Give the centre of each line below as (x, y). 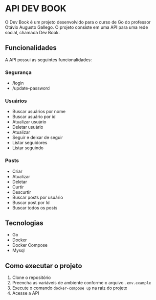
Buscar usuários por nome (39, 112)
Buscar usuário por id (34, 117)
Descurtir (22, 192)
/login (18, 83)
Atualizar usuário (29, 122)
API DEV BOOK (36, 9)
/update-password (31, 88)
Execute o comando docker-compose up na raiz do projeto (70, 288)
